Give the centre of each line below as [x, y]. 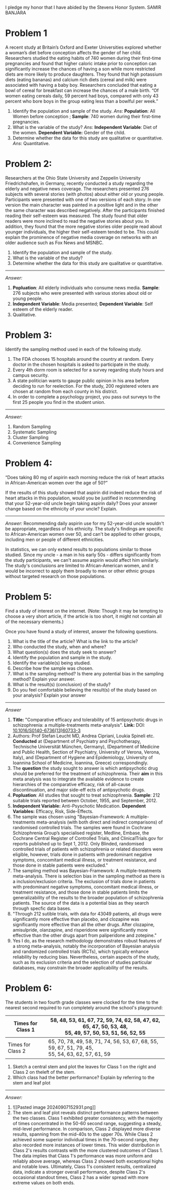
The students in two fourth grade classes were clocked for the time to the [82, 1002]
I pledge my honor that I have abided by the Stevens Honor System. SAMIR [83, 7]
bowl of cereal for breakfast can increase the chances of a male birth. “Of [82, 90]
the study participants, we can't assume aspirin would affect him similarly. [82, 560]
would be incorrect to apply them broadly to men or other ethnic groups [80, 571]
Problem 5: [29, 597]
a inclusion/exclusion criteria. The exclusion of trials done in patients [84, 881]
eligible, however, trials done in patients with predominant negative [82, 854]
